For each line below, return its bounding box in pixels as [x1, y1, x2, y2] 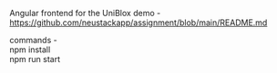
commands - [9, 35, 57, 45]
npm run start [9, 54, 61, 64]
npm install [9, 44, 51, 55]
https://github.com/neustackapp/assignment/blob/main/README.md [9, 17, 268, 28]
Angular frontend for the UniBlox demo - [9, 8, 161, 18]
